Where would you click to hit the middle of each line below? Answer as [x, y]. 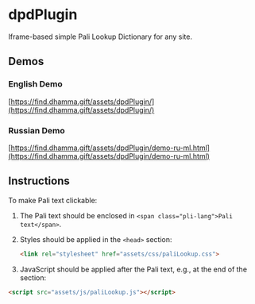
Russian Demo [37, 130]
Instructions [39, 181]
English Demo [36, 84]
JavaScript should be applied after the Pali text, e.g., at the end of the [133, 269]
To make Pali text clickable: [53, 200]
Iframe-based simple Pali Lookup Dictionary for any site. [100, 37]
